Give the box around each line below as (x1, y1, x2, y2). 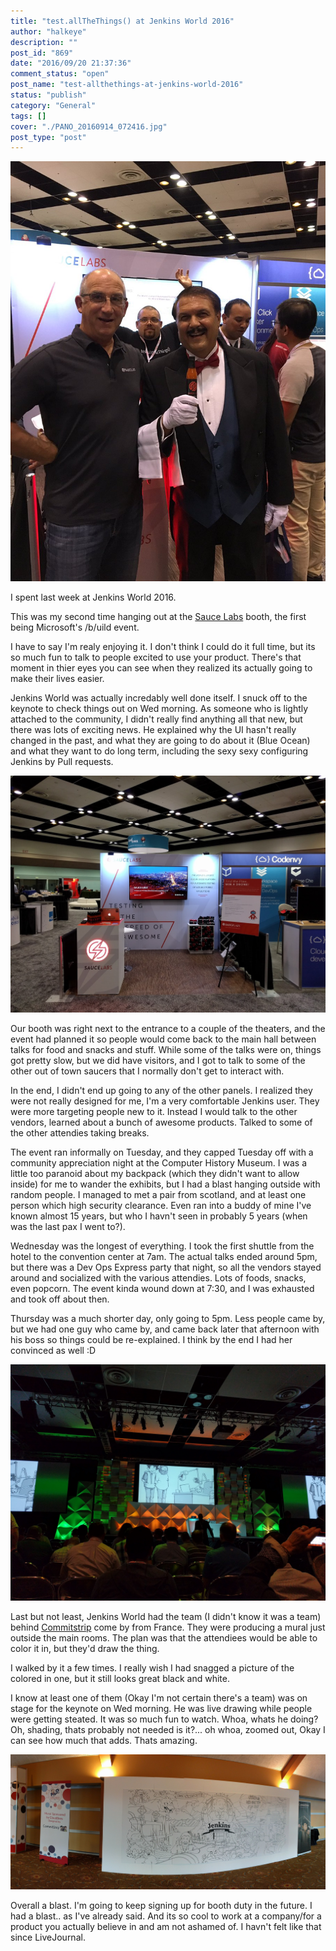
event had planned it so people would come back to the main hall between (10, 1033, 317, 1045)
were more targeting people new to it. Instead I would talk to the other (10, 1105, 298, 1117)
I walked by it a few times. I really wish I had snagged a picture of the (10, 1661, 295, 1674)
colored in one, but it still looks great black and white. (10, 1672, 230, 1684)
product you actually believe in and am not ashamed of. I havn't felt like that (10, 1921, 322, 1933)
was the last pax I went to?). (10, 1220, 126, 1232)
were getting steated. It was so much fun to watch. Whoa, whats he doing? (10, 1713, 319, 1725)
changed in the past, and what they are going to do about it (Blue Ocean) (10, 735, 311, 747)
